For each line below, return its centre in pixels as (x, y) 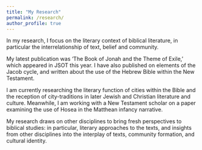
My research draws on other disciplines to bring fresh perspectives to (94, 121)
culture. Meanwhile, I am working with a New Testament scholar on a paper (101, 103)
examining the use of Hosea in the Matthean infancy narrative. (85, 110)
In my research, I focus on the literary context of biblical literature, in (92, 41)
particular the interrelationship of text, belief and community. (82, 47)
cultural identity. (27, 141)
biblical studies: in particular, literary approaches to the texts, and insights (99, 128)
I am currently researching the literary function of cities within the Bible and (101, 90)
